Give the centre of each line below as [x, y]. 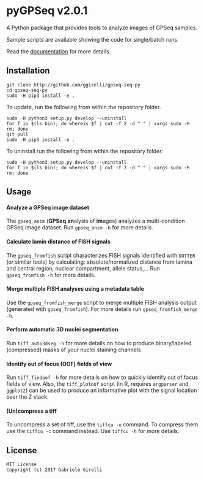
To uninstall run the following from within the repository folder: [85, 151]
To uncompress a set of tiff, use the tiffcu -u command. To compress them [102, 424]
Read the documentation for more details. [59, 51]
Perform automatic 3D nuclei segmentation [62, 329]
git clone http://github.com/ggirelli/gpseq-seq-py [73, 85]
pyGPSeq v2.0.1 [47, 11]
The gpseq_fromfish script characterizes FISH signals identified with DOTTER [101, 255]
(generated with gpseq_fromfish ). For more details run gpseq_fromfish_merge [102, 309]
